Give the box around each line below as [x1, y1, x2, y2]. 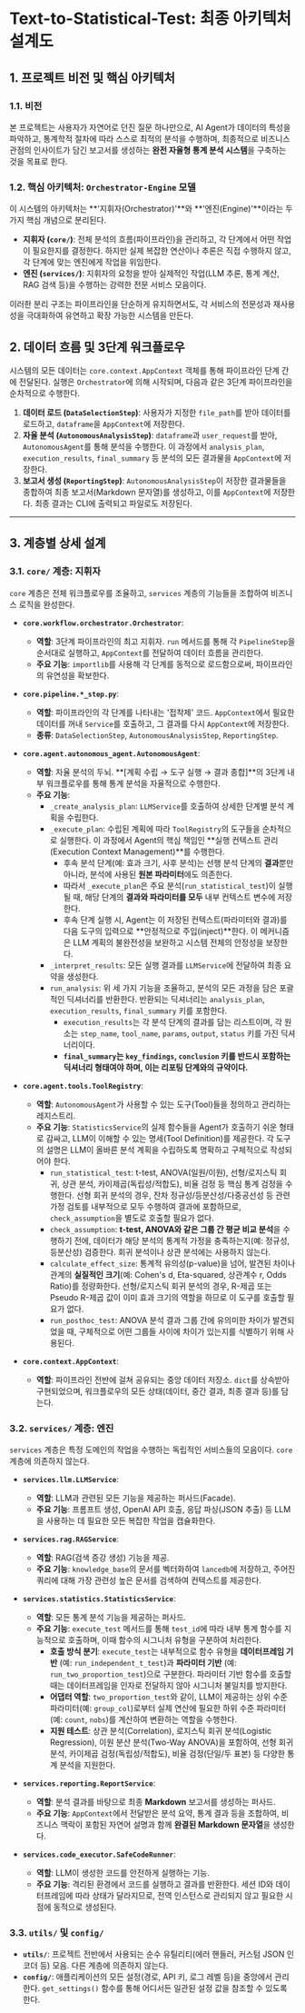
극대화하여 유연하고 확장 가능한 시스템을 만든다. [25, 310, 193, 321]
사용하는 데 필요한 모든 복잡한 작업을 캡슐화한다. [45, 1515, 216, 1526]
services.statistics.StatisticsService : [22, 1592, 176, 1604]
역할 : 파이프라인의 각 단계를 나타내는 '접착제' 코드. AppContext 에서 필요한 [35, 706, 295, 718]
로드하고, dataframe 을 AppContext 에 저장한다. [22, 418, 185, 429]
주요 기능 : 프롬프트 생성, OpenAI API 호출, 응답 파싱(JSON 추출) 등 [35, 1503, 273, 1514]
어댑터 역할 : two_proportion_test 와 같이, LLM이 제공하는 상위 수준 [49, 1691, 288, 1702]
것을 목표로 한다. [9, 155, 68, 166]
